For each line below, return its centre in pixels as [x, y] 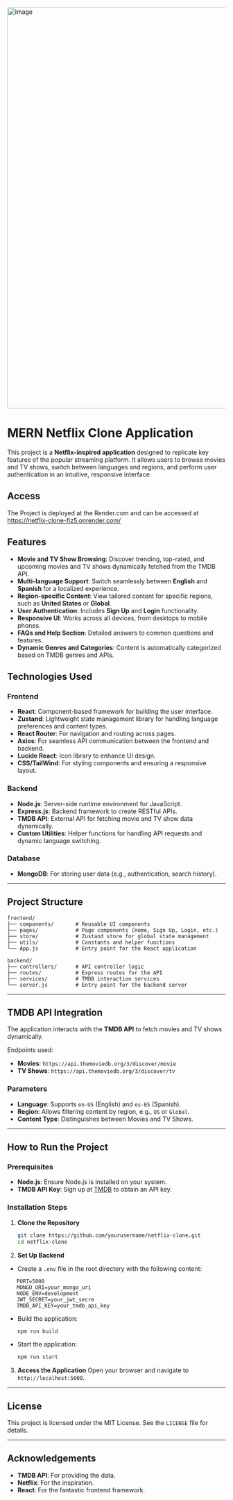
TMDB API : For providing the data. [66, 1475]
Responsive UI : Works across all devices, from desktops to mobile [112, 618]
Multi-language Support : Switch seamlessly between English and [112, 581]
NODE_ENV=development [48, 1293]
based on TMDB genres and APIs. [66, 655]
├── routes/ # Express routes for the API [85, 973]
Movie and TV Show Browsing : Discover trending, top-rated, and [111, 559]
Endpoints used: [31, 1050]
